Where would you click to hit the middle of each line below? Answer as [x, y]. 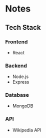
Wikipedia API [27, 130]
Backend [16, 65]
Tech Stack [23, 27]
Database [17, 95]
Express [21, 82]
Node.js [20, 77]
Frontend [16, 42]
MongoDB [23, 106]
